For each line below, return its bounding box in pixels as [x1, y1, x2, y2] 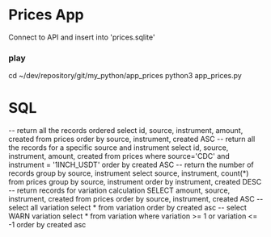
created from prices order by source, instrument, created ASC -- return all [8, 135, 256, 144]
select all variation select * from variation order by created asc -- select [8, 203, 247, 213]
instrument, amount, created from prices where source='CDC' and [8, 152, 231, 161]
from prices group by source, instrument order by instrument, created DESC [8, 177, 262, 187]
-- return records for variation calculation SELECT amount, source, [8, 185, 231, 195]
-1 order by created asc [8, 220, 87, 230]
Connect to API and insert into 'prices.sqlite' [8, 32, 155, 42]
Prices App [8, 6, 84, 24]
